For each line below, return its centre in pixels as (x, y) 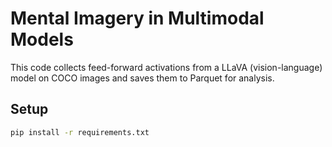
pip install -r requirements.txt (80, 132)
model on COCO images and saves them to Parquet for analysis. (142, 78)
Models (42, 39)
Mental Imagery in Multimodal (137, 18)
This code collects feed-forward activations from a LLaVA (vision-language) (166, 67)
